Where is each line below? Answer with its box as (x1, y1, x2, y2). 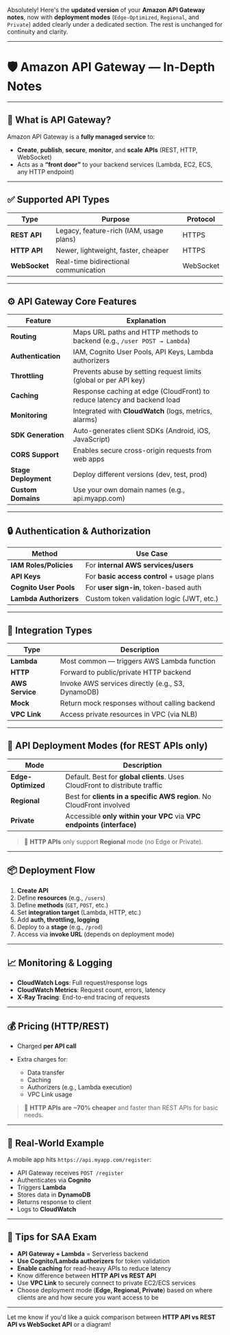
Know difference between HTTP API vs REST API (16, 1271, 157, 1279)
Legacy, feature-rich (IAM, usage (55, 225, 164, 235)
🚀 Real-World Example (7, 1137, 105, 1149)
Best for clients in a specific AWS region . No (65, 792, 212, 801)
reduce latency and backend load (73, 395, 181, 405)
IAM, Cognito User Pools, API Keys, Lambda (73, 347, 214, 357)
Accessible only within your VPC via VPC (65, 811, 201, 821)
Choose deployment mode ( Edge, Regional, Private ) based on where (16, 1286, 213, 1294)
